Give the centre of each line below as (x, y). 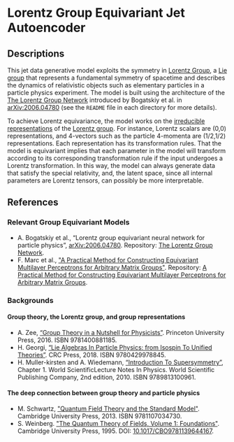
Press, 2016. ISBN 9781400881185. (67, 340)
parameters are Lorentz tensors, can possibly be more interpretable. (105, 180)
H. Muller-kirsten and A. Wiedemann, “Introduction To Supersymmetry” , (120, 362)
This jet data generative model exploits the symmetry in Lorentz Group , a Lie (117, 70)
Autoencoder (46, 28)
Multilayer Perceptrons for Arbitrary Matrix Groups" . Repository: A (112, 267)
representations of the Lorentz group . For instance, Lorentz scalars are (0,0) (117, 128)
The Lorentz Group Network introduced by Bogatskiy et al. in (95, 100)
